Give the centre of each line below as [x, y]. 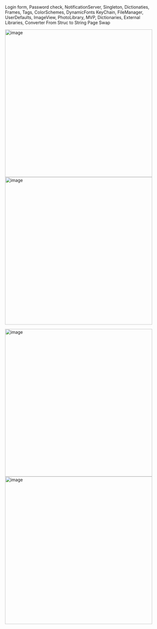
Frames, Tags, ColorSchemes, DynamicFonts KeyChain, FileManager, [74, 12]
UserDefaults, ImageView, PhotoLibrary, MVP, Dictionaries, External [73, 17]
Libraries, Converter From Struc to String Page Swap [58, 22]
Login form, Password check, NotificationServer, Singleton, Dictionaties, [77, 7]
